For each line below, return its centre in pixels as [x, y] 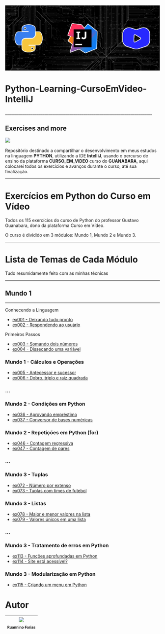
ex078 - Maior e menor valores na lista [51, 514]
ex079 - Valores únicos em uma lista [49, 519]
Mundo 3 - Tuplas [27, 475]
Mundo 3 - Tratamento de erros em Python [57, 545]
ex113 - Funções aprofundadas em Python [55, 556]
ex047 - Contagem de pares [41, 448]
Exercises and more [36, 129]
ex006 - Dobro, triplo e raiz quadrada [50, 377]
